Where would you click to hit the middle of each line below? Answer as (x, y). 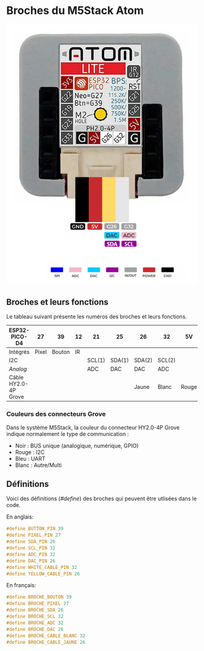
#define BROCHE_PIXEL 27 (38, 604)
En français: (21, 585)
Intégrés (19, 352)
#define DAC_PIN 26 (31, 561)
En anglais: (20, 517)
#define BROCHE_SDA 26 (35, 610)
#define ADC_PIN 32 (31, 554)
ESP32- (19, 330)
